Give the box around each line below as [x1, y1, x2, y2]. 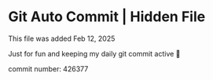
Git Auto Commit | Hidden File [8, 8, 206, 26]
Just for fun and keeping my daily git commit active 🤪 [8, 49, 181, 58]
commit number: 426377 [8, 64, 89, 74]
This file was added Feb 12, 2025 [8, 34, 116, 43]
